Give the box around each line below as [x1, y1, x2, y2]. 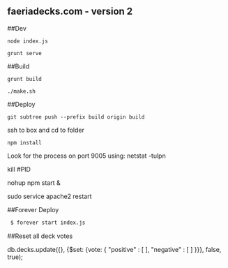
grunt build [7, 75, 42, 82]
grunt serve [7, 50, 42, 57]
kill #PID [7, 165, 31, 173]
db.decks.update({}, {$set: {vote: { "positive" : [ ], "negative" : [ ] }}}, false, [7, 245, 222, 253]
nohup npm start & [7, 178, 61, 187]
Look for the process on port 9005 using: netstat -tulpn [7, 151, 166, 160]
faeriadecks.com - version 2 [7, 6, 133, 17]
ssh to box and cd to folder [7, 126, 85, 134]
